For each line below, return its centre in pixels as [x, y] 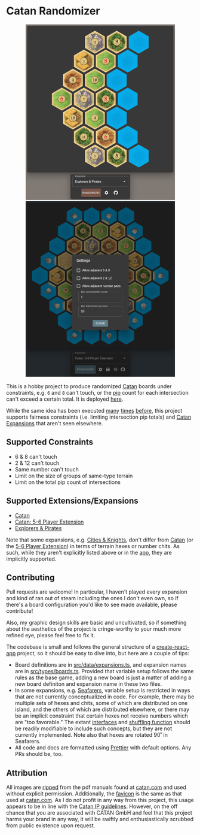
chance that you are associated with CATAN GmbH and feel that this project [99, 813]
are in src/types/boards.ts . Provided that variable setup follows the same [104, 671]
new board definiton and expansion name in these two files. [88, 684]
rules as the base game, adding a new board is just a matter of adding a [103, 677]
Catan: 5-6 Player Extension [49, 522]
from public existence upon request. [51, 825]
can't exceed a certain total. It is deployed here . [65, 399]
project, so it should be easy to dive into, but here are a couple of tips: [103, 654]
